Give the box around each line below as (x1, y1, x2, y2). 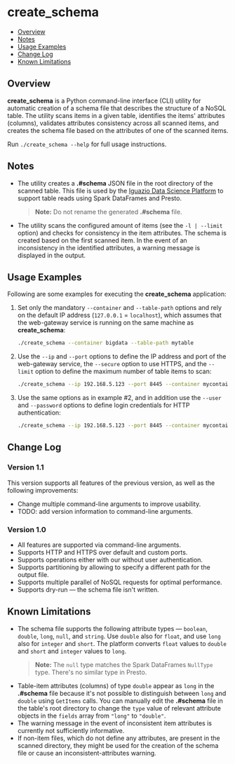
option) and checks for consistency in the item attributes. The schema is (17, 228, 227, 237)
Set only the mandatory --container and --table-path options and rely (17, 304, 222, 312)
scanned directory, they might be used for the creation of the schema (17, 741, 219, 749)
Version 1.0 (7, 524, 47, 534)
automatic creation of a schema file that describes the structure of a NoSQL (7, 103, 227, 112)
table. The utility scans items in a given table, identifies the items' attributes (7, 111, 226, 119)
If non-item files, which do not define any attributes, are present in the (17, 734, 220, 742)
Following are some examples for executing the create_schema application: (7, 290, 227, 299)
